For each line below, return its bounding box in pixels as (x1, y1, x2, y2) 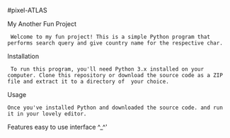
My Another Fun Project (7, 20, 76, 28)
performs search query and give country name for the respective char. (7, 40, 223, 47)
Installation (7, 52, 40, 60)
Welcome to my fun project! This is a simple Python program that (10, 33, 211, 40)
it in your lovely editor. (7, 110, 87, 117)
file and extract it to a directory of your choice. (7, 78, 170, 85)
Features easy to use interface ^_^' (7, 123, 108, 131)
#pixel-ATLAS (7, 6, 47, 14)
